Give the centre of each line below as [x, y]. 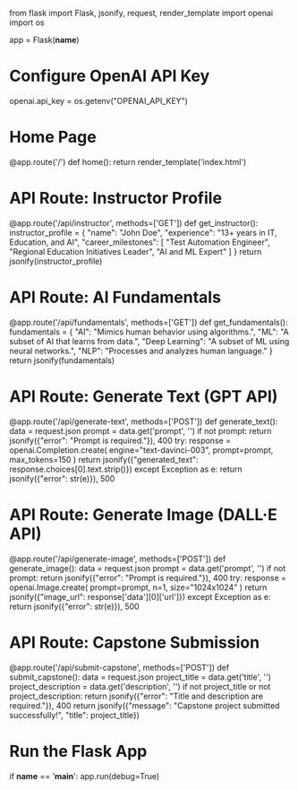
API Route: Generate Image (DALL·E [143, 514]
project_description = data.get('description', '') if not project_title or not [140, 686]
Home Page [53, 137]
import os [27, 22]
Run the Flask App [78, 751]
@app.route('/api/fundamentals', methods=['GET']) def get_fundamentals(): [149, 322]
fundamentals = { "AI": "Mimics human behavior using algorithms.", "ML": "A [149, 332]
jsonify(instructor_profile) [56, 261]
